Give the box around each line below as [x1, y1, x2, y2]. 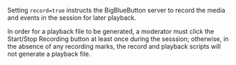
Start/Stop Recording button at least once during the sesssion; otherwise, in [7, 35, 229, 43]
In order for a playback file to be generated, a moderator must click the [7, 28, 215, 35]
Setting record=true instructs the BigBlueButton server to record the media [7, 6, 225, 14]
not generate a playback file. [7, 49, 91, 58]
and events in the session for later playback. [7, 13, 137, 22]
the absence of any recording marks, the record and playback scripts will [7, 42, 221, 50]
